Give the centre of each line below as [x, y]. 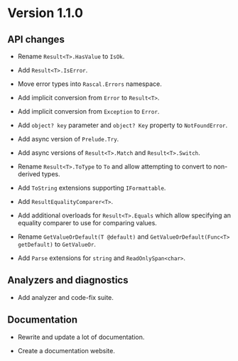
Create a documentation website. [66, 350]
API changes [36, 39]
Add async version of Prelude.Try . [68, 139]
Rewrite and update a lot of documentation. [81, 337]
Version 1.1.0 [45, 13]
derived [29, 174]
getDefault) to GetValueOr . [56, 244]
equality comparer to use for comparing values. [87, 223]
